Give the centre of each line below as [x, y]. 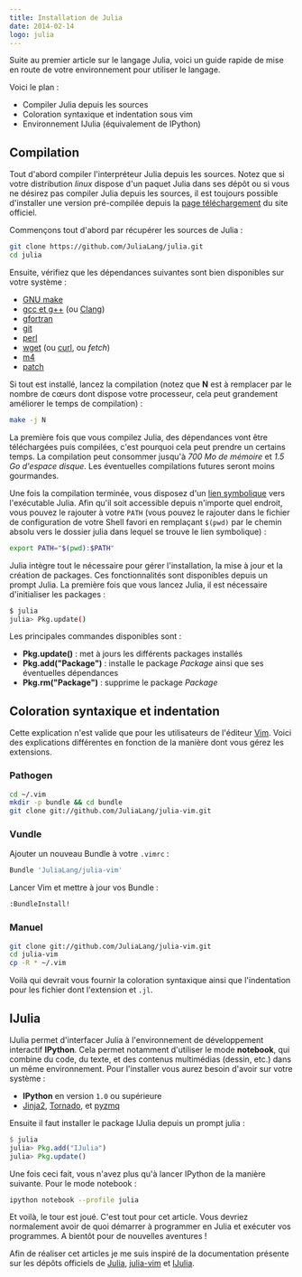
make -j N [28, 420]
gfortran [38, 318]
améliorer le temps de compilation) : [76, 403]
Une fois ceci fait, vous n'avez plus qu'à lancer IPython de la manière [137, 1174]
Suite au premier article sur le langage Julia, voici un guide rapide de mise [146, 61]
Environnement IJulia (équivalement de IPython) [111, 124]
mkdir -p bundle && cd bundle [66, 803]
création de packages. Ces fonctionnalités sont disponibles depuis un [139, 575]
